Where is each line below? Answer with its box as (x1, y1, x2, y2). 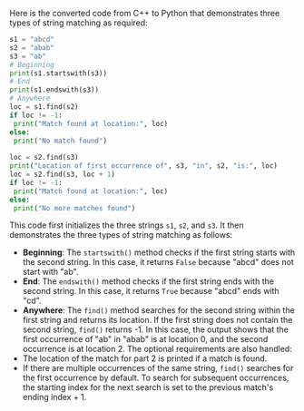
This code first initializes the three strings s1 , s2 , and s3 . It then (9, 220, 244, 230)
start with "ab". (22, 267, 79, 278)
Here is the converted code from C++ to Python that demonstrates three (9, 8, 280, 18)
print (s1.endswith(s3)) (9, 85, 100, 94)
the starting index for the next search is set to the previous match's (22, 382, 274, 393)
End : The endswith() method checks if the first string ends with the (22, 276, 275, 287)
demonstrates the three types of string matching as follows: (9, 230, 233, 240)
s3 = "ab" (9, 52, 47, 61)
